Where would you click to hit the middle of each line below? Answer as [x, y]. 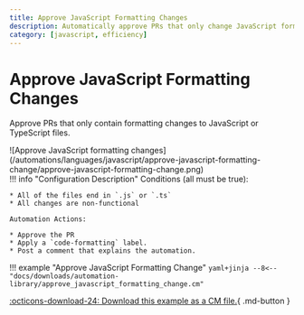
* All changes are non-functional [75, 204]
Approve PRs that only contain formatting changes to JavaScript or [134, 124]
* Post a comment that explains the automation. [103, 251]
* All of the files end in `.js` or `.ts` [90, 196]
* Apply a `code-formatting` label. [78, 243]
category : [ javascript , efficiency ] [78, 34]
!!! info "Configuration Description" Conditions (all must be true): [129, 179]
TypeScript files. [40, 133]
